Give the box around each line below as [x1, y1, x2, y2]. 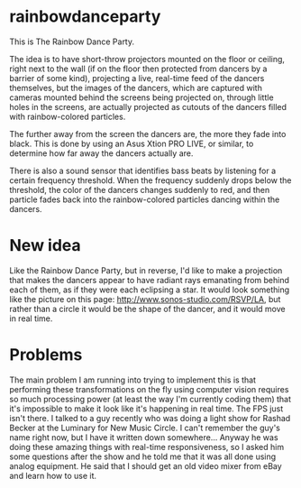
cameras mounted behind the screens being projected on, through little [9, 92, 274, 103]
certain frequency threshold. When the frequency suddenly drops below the [9, 174, 292, 186]
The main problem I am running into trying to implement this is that [9, 374, 257, 385]
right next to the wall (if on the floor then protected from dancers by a [9, 63, 268, 74]
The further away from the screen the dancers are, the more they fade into [9, 128, 287, 139]
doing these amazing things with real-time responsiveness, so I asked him [9, 441, 285, 452]
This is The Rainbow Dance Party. [9, 36, 135, 47]
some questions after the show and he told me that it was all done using [9, 451, 277, 462]
